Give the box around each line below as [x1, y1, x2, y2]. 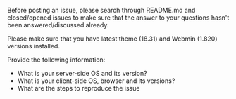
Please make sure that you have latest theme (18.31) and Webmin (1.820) [7, 34, 218, 43]
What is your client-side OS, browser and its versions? [17, 77, 175, 85]
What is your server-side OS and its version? [17, 70, 147, 77]
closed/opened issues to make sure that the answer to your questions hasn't [7, 13, 230, 22]
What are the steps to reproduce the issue [17, 84, 140, 92]
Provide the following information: [7, 55, 106, 64]
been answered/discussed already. [7, 21, 109, 29]
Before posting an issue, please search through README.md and [7, 6, 196, 14]
